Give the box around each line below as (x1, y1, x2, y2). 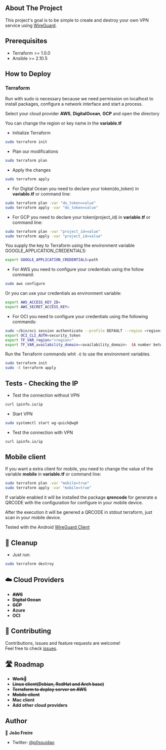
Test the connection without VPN (12, 392, 80, 398)
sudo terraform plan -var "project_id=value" (5, 229, 100, 234)
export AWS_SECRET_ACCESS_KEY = (5, 305, 70, 310)
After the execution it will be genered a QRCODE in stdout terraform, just (5, 509, 153, 515)
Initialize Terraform (12, 130, 51, 136)
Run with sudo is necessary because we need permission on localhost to (5, 96, 154, 102)
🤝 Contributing (5, 627, 51, 635)
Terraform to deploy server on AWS (12, 686, 87, 692)
